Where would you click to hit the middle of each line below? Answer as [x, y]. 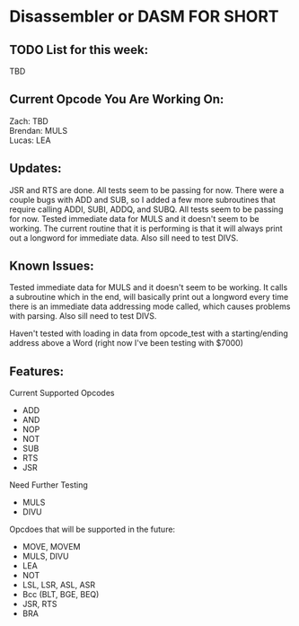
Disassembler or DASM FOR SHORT [145, 17]
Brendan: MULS [39, 130]
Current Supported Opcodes [62, 393]
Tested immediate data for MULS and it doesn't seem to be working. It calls [149, 287]
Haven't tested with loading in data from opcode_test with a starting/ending [149, 333]
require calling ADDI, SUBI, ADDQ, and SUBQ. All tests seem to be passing [146, 209]
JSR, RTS [40, 604]
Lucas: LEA [30, 140]
